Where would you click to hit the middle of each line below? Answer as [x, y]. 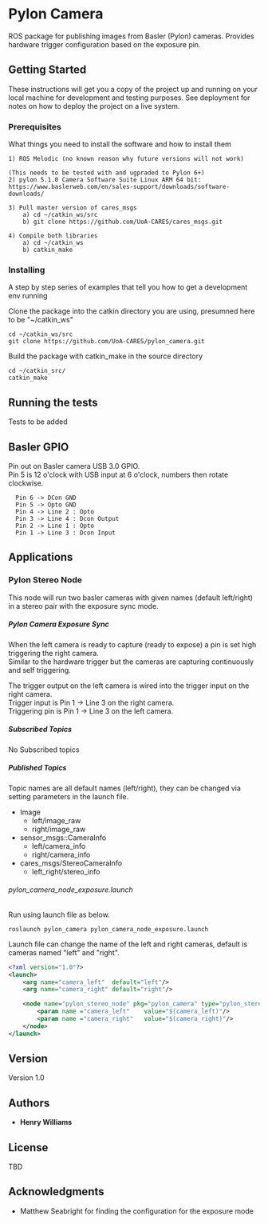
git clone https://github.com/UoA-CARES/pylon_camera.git [106, 342]
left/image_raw [56, 820]
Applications [41, 557]
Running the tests [53, 402]
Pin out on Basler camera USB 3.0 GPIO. [74, 466]
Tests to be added [38, 422]
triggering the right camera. [54, 653]
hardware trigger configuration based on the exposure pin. [104, 44]
